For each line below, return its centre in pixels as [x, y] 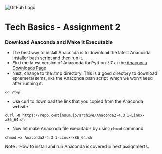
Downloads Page [29, 68]
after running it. [27, 84]
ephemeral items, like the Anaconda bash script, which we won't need [82, 78]
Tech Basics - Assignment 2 [63, 27]
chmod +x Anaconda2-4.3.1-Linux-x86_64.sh [49, 138]
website [20, 107]
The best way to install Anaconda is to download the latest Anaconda [81, 53]
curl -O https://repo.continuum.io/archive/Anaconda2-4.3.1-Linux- [75, 115]
